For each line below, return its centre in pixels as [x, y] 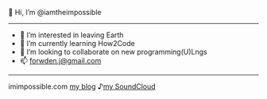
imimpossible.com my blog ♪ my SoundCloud [82, 86]
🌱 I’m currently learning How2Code [77, 43]
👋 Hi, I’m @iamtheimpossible [55, 12]
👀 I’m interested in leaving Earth [72, 35]
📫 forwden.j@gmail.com [60, 61]
